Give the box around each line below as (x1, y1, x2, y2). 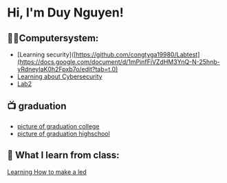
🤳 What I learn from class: (7, 149, 120, 161)
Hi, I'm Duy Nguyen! (7, 5, 124, 21)
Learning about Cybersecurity (17, 72, 102, 80)
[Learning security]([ (17, 50, 76, 58)
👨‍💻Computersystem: (7, 32, 99, 44)
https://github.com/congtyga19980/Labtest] (75, 50, 200, 58)
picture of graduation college (17, 122, 100, 130)
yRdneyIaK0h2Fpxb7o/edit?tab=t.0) (17, 65, 118, 73)
